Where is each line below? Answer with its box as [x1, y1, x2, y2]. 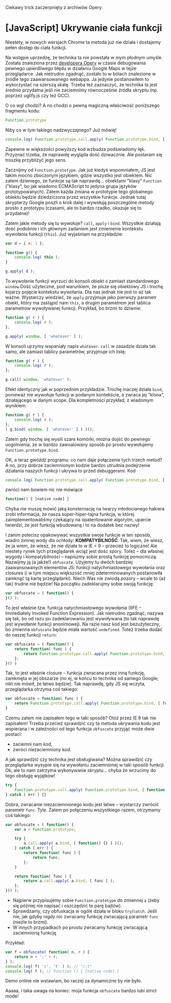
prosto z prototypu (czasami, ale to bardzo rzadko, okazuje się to [5, 204, 141, 211]
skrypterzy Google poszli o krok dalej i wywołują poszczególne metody [5, 199, 154, 205]
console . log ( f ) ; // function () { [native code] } [5, 968, 120, 974]
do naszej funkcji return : [5, 632, 58, 638]
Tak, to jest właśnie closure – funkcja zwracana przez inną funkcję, [5, 670, 146, 676]
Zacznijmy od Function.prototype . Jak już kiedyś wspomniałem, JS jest [5, 167, 155, 173]
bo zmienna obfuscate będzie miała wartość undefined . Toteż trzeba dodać [5, 626, 163, 633]
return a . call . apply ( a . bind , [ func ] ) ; [23, 878, 115, 883]
